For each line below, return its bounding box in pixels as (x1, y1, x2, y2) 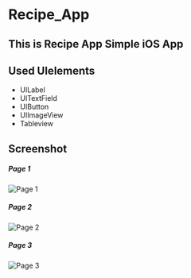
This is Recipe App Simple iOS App (8, 37, 184, 51)
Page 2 (8, 203, 33, 212)
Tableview (19, 119, 54, 129)
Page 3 (8, 241, 33, 250)
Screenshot (8, 141, 68, 156)
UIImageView (19, 110, 64, 120)
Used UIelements (8, 64, 95, 77)
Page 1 (8, 164, 31, 174)
